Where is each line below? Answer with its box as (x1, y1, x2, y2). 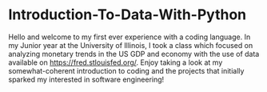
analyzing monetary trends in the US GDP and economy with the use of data (8, 49, 260, 58)
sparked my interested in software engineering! (8, 74, 165, 84)
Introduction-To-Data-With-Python (8, 6, 247, 24)
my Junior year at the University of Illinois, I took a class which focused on (8, 40, 253, 50)
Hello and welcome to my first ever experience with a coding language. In (8, 32, 251, 42)
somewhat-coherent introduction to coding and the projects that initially (8, 66, 245, 75)
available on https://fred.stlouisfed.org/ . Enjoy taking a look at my (8, 58, 223, 67)
